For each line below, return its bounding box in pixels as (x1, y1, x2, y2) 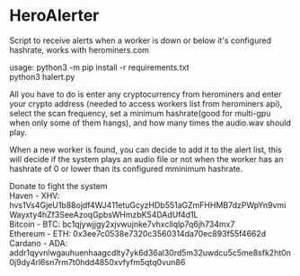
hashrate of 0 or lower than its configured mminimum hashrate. (9, 163, 243, 174)
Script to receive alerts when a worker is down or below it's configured (9, 35, 272, 46)
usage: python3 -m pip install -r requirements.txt (9, 62, 190, 73)
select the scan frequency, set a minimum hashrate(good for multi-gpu (9, 108, 271, 118)
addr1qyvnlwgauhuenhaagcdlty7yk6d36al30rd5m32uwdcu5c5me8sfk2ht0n (9, 247, 292, 258)
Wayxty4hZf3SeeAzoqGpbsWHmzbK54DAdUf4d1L (9, 209, 199, 220)
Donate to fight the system (9, 180, 108, 191)
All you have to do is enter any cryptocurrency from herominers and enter (9, 89, 282, 99)
